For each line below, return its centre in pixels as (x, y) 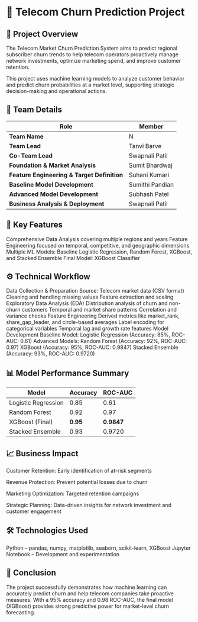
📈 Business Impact (42, 453)
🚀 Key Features (35, 225)
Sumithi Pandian (152, 184)
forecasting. (21, 612)
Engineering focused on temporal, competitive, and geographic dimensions (98, 245)
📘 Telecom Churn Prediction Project (95, 12)
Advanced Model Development (54, 194)
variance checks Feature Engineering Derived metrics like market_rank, (93, 316)
